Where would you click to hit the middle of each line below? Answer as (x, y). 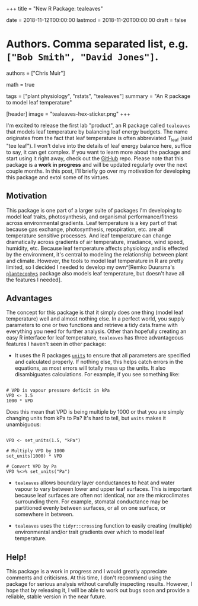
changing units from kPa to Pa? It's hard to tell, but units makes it (86, 418)
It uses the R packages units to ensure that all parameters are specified (103, 356)
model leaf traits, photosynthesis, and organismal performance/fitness (92, 217)
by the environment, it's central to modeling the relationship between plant (97, 254)
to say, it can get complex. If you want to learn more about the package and (98, 152)
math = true (20, 84)
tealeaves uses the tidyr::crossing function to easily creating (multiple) (103, 526)
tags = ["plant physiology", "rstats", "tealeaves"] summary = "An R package (98, 96)
